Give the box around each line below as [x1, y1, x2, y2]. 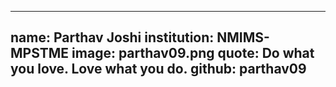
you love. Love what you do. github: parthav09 [10, 61, 307, 78]
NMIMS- [216, 29, 270, 46]
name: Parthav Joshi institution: [10, 29, 215, 46]
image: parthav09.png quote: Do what [71, 45, 315, 62]
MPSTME [10, 45, 70, 62]
